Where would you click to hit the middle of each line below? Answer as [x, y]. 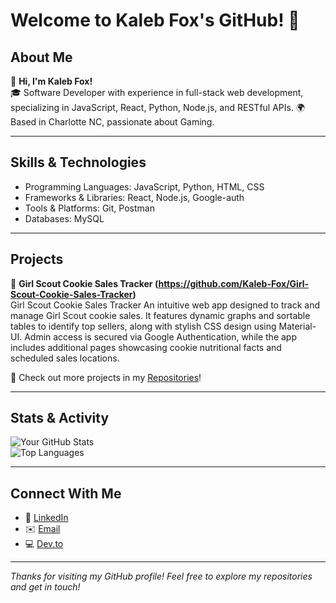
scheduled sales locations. [65, 358]
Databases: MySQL [64, 218]
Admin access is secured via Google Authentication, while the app [160, 336]
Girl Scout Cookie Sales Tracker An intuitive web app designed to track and [165, 305]
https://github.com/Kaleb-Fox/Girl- [234, 283]
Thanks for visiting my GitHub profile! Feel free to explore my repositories [161, 576]
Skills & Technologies [78, 162]
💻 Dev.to [44, 544]
